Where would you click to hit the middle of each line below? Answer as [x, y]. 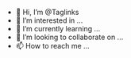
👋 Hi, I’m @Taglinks [47, 12]
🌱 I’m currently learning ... [58, 29]
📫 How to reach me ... [52, 46]
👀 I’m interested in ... [49, 20]
